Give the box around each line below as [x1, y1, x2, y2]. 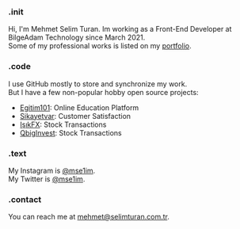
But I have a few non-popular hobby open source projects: [8, 87, 200, 97]
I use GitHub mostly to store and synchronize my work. [8, 78, 188, 89]
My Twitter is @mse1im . [8, 174, 86, 184]
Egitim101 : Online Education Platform [19, 102, 139, 113]
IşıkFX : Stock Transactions [19, 120, 107, 129]
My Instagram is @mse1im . [8, 166, 96, 175]
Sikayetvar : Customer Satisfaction [19, 111, 131, 120]
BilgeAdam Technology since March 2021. [8, 32, 146, 42]
